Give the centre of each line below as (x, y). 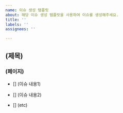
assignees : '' (21, 29)
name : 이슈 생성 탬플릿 (27, 10)
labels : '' (17, 24)
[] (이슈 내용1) (27, 84)
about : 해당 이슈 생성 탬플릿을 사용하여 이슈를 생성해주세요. (62, 15)
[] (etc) (20, 105)
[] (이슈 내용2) (27, 95)
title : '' (16, 20)
